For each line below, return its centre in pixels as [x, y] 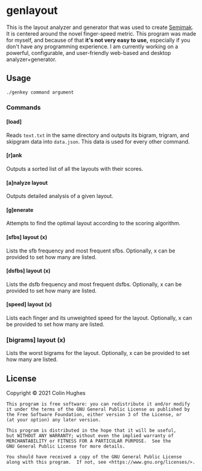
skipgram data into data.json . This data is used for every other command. [98, 141]
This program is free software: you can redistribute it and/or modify [98, 404]
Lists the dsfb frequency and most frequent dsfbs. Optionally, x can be [94, 284]
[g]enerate [20, 210]
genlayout [32, 11]
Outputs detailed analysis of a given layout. [60, 196]
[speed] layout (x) [29, 304]
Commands [24, 107]
